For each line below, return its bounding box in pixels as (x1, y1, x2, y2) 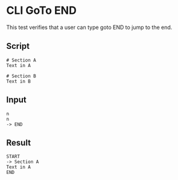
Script (6, 41, 30, 51)
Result (6, 137, 31, 148)
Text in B (6, 78, 31, 85)
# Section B (6, 73, 36, 79)
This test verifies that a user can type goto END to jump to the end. (6, 24, 173, 31)
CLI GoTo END (6, 4, 77, 18)
